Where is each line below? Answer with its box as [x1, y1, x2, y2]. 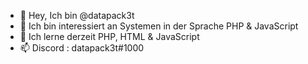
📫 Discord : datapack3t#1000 [19, 42, 145, 54]
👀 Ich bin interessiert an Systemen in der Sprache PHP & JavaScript [19, 20, 299, 32]
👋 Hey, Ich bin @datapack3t [19, 10, 135, 21]
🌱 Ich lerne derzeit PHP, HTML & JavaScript [19, 31, 200, 42]
